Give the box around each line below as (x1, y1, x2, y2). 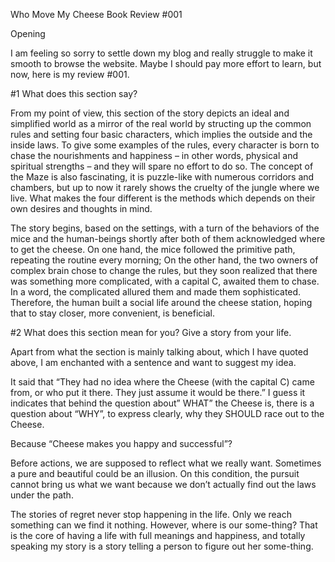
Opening (10, 28, 46, 39)
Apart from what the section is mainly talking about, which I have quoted (10, 346, 309, 358)
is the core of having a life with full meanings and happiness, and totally (10, 530, 306, 541)
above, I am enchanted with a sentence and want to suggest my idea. (10, 357, 297, 368)
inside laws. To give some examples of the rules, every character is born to (10, 139, 320, 151)
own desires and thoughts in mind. (10, 203, 153, 214)
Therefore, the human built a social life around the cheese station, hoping (10, 297, 313, 308)
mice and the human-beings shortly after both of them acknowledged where (10, 233, 326, 244)
